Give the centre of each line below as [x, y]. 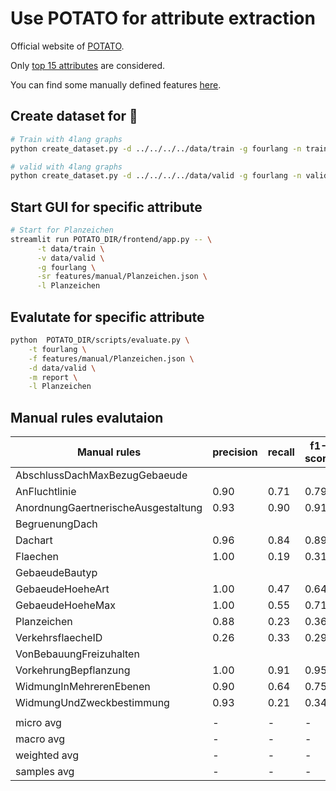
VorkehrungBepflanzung [73, 670]
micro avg [38, 723]
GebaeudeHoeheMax [65, 605]
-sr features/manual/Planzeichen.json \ [122, 277]
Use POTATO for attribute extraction [163, 18]
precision [235, 452]
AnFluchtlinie [46, 492]
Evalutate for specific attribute [107, 317]
